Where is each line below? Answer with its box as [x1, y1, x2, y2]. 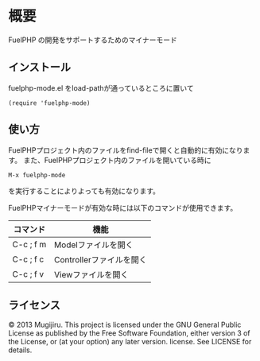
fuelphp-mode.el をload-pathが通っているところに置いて [8, 83, 194, 92]
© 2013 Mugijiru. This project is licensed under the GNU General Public [8, 320, 242, 330]
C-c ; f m [12, 239, 47, 250]
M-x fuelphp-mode [8, 171, 66, 179]
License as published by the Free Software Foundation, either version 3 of [8, 328, 250, 338]
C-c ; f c [12, 254, 45, 265]
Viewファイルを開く [54, 269, 129, 280]
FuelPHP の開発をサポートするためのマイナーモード [8, 35, 177, 45]
